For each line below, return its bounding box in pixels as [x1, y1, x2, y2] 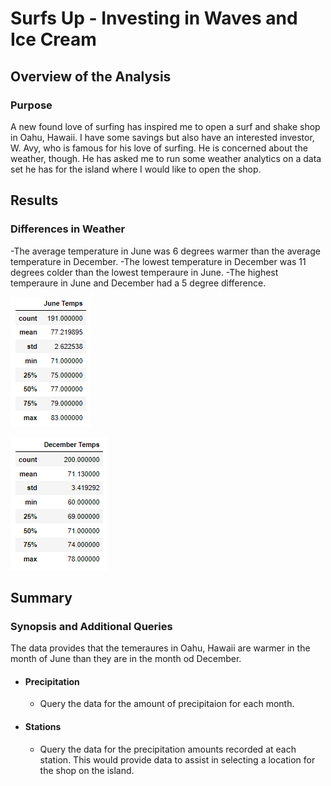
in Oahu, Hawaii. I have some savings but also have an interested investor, [10, 131, 315, 143]
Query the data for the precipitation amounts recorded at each [39, 743, 297, 755]
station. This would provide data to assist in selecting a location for [39, 753, 316, 766]
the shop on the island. [39, 764, 135, 776]
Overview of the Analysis [10, 68, 172, 85]
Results [10, 192, 59, 209]
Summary [10, 589, 73, 606]
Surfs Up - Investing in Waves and [10, 7, 298, 30]
